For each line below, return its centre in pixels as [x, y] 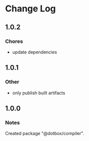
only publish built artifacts [39, 93]
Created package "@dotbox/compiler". [45, 134]
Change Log [30, 9]
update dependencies [35, 52]
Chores [14, 41]
